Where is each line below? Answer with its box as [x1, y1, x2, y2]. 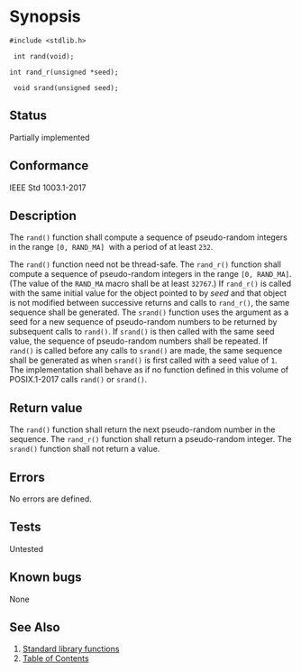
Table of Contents [22, 653, 89, 664]
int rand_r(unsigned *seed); [9, 68, 119, 77]
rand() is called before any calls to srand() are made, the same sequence [9, 345, 283, 356]
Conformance [9, 158, 89, 173]
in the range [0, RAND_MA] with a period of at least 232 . [9, 242, 214, 253]
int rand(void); [13, 51, 75, 60]
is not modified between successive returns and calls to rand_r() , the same [9, 298, 290, 308]
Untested [9, 543, 43, 554]
